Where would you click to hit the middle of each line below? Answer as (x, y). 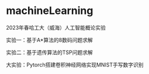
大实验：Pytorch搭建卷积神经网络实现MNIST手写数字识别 (75, 65)
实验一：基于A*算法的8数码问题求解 (49, 40)
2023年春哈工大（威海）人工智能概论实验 (56, 27)
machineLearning (50, 11)
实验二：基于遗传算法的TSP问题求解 (49, 52)
